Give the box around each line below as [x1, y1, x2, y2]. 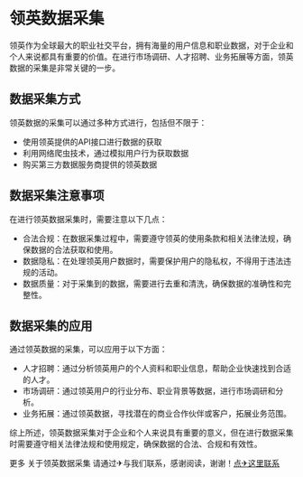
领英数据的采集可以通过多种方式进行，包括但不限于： [9, 117, 207, 127]
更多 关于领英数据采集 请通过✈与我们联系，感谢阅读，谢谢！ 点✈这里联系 [9, 458, 280, 469]
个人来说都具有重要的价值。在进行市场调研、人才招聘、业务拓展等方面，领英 [9, 51, 294, 61]
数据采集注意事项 [9, 188, 105, 203]
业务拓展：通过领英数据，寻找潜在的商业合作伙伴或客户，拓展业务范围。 [22, 408, 291, 419]
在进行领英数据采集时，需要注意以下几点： [9, 213, 168, 224]
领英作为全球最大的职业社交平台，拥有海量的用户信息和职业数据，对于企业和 [9, 40, 294, 51]
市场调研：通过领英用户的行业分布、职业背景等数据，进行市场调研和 [22, 386, 276, 397]
